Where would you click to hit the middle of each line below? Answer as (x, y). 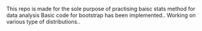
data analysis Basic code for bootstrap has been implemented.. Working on (101, 15)
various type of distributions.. (43, 22)
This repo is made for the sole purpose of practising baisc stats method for (101, 9)
